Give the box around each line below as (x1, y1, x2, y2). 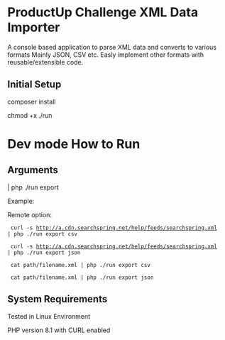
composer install (7, 97, 56, 106)
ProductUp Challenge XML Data (7, 4, 199, 21)
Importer (7, 19, 60, 35)
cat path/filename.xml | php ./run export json (10, 274, 154, 281)
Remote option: (7, 210, 52, 219)
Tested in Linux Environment (7, 312, 91, 320)
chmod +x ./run (7, 111, 53, 119)
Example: (7, 197, 35, 205)
